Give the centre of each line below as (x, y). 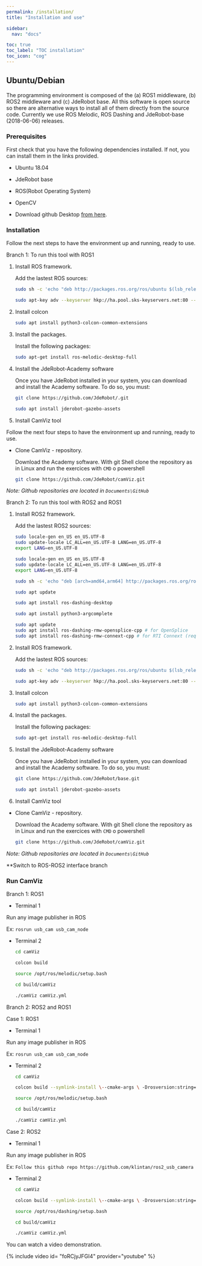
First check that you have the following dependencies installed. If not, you (98, 149)
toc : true (19, 45)
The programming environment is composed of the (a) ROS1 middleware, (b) (101, 95)
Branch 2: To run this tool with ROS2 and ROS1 (64, 502)
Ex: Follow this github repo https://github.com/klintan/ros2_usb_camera (100, 1166)
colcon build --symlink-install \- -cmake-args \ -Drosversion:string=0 (107, 1200)
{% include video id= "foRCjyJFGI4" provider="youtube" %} (81, 1256)
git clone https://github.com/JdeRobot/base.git (77, 779)
